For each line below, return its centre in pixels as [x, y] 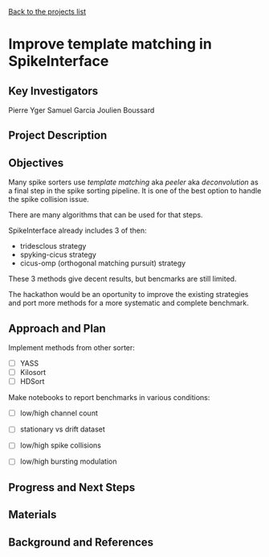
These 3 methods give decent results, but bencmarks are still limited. [122, 279]
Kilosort [33, 373]
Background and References [81, 542]
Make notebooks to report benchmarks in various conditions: [109, 398]
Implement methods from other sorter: [71, 348]
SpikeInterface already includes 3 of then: [77, 231]
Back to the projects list [47, 12]
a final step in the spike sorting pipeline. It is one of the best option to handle [135, 191]
